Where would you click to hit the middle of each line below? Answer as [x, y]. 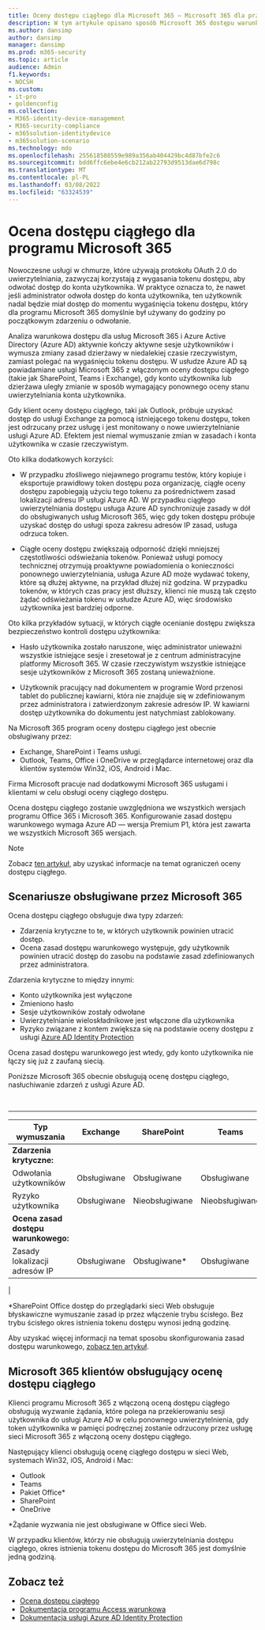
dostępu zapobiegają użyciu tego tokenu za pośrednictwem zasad [127, 491]
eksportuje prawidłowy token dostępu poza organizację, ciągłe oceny [132, 483]
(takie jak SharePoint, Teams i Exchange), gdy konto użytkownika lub [120, 378]
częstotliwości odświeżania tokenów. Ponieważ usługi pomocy [121, 557]
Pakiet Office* [42, 1492]
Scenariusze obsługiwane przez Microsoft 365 [125, 897]
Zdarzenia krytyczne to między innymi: [71, 980]
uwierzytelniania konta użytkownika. [67, 395]
